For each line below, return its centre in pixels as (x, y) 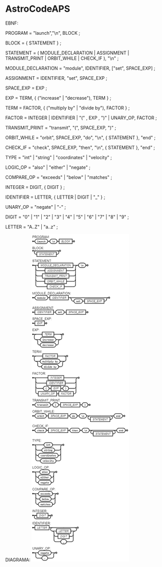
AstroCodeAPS (38, 9)
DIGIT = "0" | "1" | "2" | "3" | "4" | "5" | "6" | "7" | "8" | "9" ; (67, 217)
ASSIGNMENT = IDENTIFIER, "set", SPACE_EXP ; (56, 78)
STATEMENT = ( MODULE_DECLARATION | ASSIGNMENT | (67, 53)
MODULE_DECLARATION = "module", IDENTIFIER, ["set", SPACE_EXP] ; (80, 68)
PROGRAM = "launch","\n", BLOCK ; (43, 33)
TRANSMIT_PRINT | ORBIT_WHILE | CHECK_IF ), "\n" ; (62, 58)
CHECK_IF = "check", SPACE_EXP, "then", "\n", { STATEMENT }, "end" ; (80, 147)
